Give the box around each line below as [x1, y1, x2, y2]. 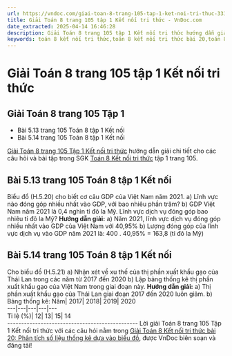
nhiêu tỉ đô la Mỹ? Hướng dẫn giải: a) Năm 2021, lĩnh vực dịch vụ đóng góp [7, 214, 221, 223]
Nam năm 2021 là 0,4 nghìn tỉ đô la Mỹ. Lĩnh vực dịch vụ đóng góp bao [7, 207, 209, 215]
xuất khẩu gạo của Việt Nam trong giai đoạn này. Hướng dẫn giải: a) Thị [7, 282, 211, 290]
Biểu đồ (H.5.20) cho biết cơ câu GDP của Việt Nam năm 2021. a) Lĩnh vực [7, 192, 219, 200]
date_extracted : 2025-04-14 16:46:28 [7, 23, 116, 30]
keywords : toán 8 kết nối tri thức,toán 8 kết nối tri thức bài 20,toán [7, 36, 221, 43]
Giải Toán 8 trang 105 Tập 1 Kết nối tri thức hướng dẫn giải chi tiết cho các [7, 147, 217, 156]
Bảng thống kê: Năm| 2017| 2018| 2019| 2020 [7, 297, 136, 305]
